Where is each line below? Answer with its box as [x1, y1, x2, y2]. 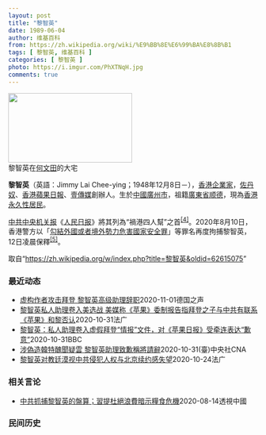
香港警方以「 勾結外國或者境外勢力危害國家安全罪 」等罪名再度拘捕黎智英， [8, 227, 251, 237]
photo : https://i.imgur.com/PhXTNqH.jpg [8, 64, 144, 71]
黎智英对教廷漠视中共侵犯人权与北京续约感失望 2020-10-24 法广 [19, 355, 226, 364]
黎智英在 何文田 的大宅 [8, 163, 78, 172]
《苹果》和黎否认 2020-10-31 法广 [19, 315, 128, 325]
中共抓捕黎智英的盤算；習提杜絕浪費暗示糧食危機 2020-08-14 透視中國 [19, 396, 247, 406]
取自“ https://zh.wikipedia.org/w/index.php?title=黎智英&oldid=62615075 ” [8, 253, 247, 263]
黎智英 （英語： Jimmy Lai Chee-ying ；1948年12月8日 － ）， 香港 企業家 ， [8, 179, 240, 189]
